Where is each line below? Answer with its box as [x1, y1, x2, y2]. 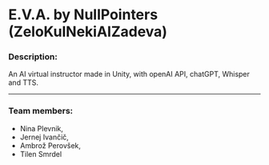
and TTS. [8, 78, 38, 87]
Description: [8, 51, 58, 62]
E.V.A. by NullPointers [8, 6, 159, 24]
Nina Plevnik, [19, 123, 64, 133]
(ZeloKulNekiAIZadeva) [8, 22, 168, 41]
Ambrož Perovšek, [19, 140, 82, 150]
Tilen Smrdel [19, 149, 62, 159]
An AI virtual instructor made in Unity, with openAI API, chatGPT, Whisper [8, 70, 251, 79]
